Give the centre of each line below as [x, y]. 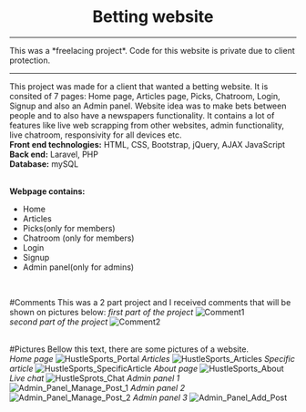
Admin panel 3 [160, 397]
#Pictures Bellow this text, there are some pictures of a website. [129, 349]
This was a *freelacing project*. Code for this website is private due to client [152, 50]
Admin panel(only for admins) [78, 267]
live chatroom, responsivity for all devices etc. [96, 135]
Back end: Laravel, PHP [54, 154]
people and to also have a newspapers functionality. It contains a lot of [142, 115]
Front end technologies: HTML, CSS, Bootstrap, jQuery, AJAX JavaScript [147, 144]
